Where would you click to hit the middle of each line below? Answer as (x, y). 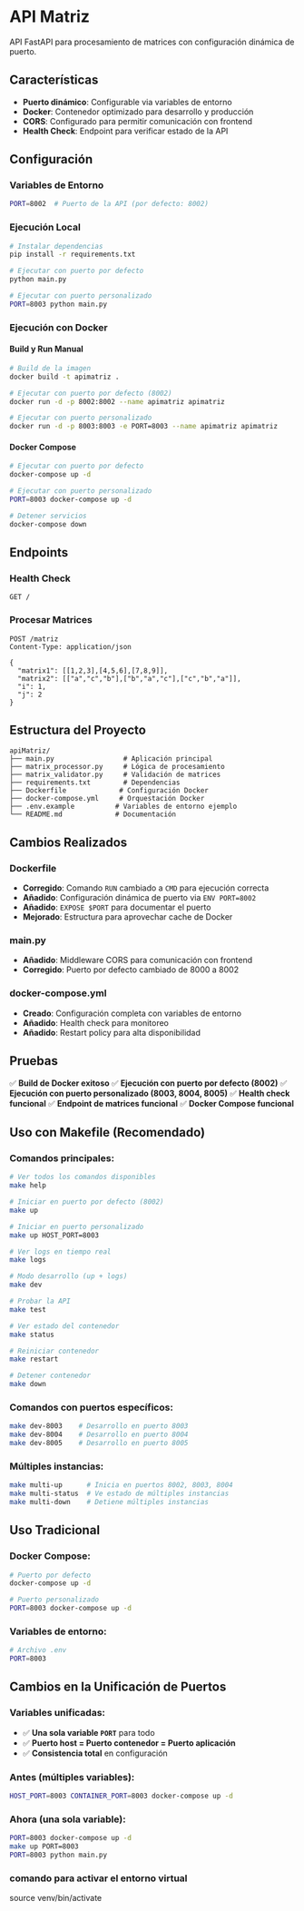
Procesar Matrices (51, 620)
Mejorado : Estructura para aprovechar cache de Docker (127, 917)
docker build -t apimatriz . (64, 377)
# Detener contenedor (50, 1376)
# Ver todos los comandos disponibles (83, 1177)
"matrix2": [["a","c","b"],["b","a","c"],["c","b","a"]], (130, 678)
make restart (34, 1359)
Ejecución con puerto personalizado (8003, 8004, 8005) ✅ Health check (150, 1093)
